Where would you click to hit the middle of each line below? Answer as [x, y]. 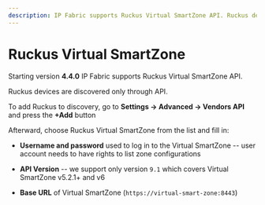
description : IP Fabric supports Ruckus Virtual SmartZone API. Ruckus [128, 15]
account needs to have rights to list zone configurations [110, 153]
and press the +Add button [52, 115]
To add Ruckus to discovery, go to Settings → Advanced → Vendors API [126, 106]
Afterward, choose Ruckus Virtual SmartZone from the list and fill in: [119, 130]
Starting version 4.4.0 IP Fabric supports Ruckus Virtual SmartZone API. [125, 76]
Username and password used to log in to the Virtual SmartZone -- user [138, 145]
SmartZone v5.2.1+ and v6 [62, 177]
